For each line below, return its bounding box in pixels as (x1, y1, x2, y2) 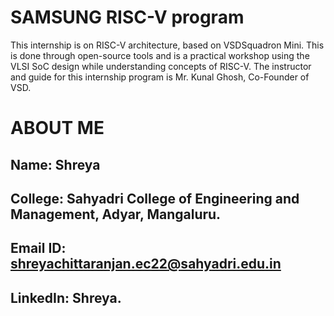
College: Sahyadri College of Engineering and (10, 190, 300, 207)
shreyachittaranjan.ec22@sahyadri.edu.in (10, 256, 282, 273)
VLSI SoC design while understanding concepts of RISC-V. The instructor (10, 60, 312, 72)
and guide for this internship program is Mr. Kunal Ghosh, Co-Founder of (10, 71, 310, 83)
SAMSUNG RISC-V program (10, 6, 245, 29)
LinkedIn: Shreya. (10, 289, 122, 306)
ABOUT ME (10, 117, 105, 140)
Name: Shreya (10, 156, 101, 173)
